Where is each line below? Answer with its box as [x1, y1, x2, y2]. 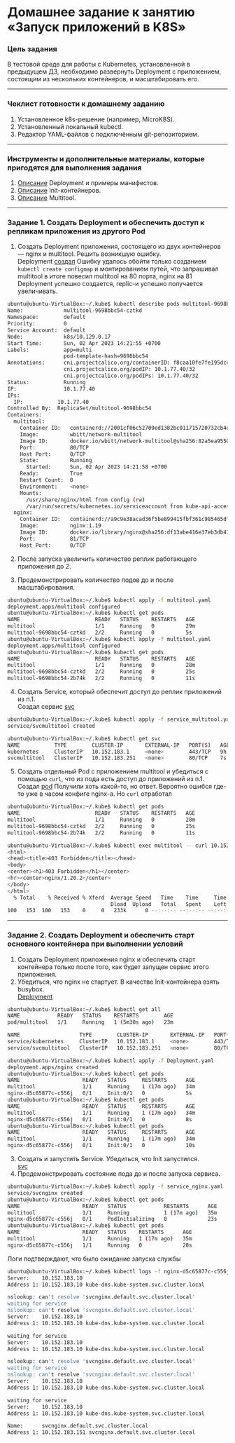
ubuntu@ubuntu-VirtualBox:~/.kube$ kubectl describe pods [7, 301, 180, 308]
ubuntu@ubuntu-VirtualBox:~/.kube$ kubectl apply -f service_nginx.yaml [7, 1183, 224, 1191]
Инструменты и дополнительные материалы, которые [7, 154, 205, 163]
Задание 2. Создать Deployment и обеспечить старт [7, 930, 194, 940]
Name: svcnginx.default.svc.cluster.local [7, 1423, 149, 1430]
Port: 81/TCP [20, 535, 90, 542]
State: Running [20, 457, 92, 464]
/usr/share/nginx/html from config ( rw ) [25, 496, 145, 503]
